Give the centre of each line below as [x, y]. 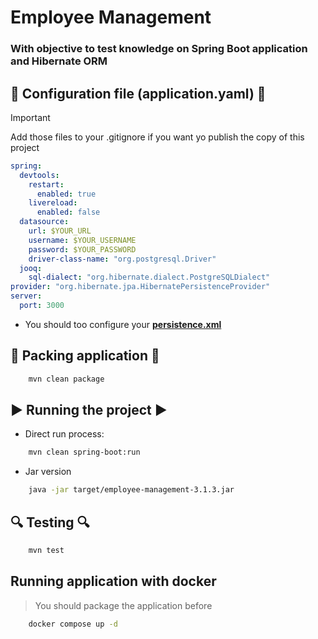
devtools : [39, 175]
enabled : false [68, 212]
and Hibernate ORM [59, 61]
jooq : [31, 268]
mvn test [46, 550]
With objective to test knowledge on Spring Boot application [159, 49]
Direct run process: [64, 434]
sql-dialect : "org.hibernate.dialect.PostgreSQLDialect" [149, 277]
